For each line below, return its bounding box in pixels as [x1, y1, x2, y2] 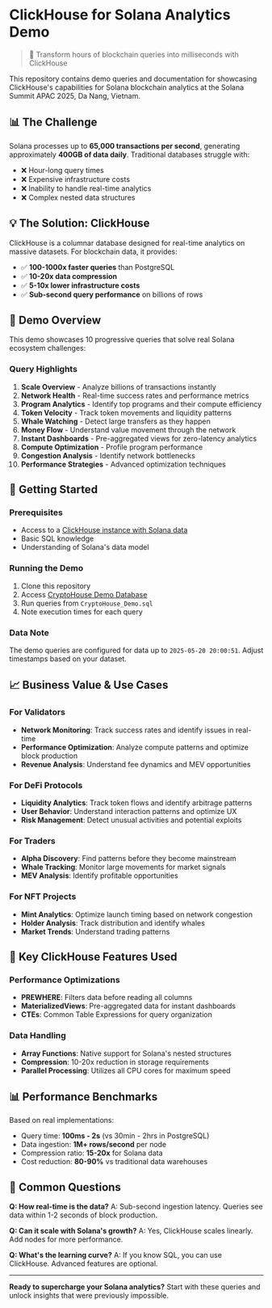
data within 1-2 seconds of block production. [9, 1210, 158, 1220]
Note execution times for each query [20, 606, 144, 616]
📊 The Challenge [9, 116, 98, 129]
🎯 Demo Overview [9, 313, 102, 327]
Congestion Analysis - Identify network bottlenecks [20, 450, 196, 460]
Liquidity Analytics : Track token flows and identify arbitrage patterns [20, 798, 253, 808]
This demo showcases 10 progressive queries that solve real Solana [9, 335, 235, 344]
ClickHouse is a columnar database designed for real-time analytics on [9, 238, 245, 247]
